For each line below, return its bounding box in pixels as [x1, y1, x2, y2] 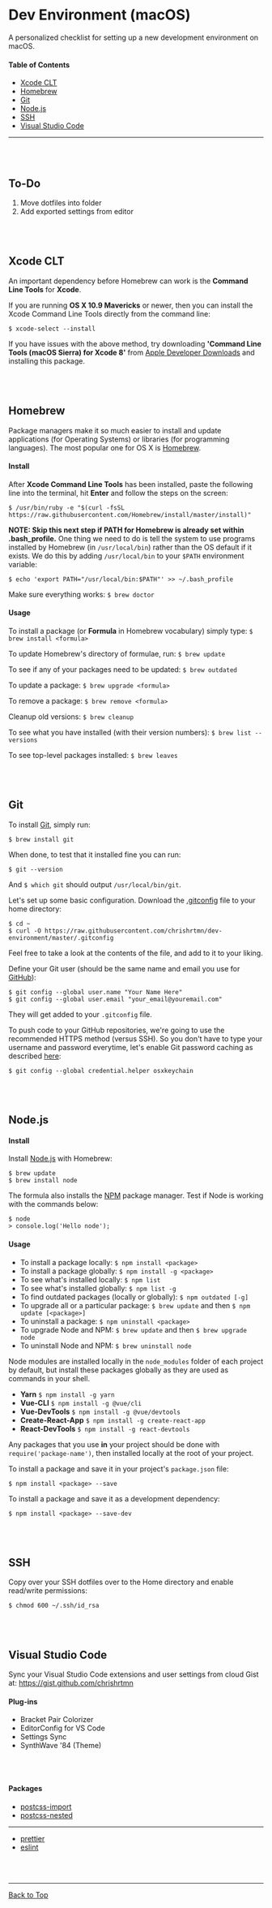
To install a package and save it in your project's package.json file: [8, 1463, 229, 1474]
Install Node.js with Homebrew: [8, 1154, 113, 1164]
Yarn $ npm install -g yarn [19, 1389, 115, 1399]
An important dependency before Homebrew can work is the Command [8, 276, 249, 286]
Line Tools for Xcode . [8, 284, 82, 294]
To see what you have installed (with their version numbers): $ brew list [8, 727, 252, 737]
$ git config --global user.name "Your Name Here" [8, 988, 183, 996]
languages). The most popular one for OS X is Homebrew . [8, 442, 201, 452]
